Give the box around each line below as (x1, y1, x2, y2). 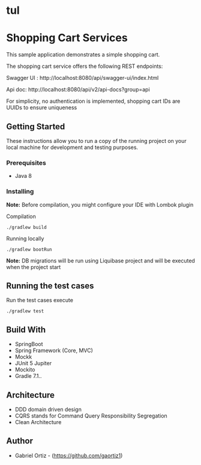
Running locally (6, 235, 44, 242)
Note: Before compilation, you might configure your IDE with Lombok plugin (6, 201, 194, 208)
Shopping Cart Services (6, 31, 128, 45)
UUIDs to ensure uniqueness (6, 104, 77, 111)
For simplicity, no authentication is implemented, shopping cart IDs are (6, 97, 181, 105)
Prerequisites (6, 159, 46, 167)
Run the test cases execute (6, 297, 74, 304)
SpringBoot (14, 341, 43, 348)
